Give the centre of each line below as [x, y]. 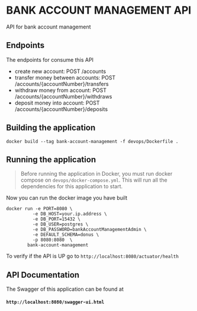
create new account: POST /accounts [60, 71]
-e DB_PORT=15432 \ [56, 219]
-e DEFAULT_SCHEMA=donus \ [66, 235]
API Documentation [43, 274]
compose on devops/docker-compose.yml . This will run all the [94, 180]
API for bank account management [49, 27]
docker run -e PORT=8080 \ [39, 209]
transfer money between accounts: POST [65, 77]
